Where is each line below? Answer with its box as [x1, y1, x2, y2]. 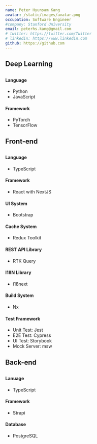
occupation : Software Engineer [5, 17, 72, 22]
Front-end [5, 137, 38, 145]
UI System [5, 200, 28, 207]
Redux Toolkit [12, 235, 42, 241]
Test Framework [5, 315, 41, 322]
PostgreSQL [12, 432, 38, 439]
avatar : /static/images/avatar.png [5, 12, 81, 17]
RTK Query [12, 258, 36, 264]
